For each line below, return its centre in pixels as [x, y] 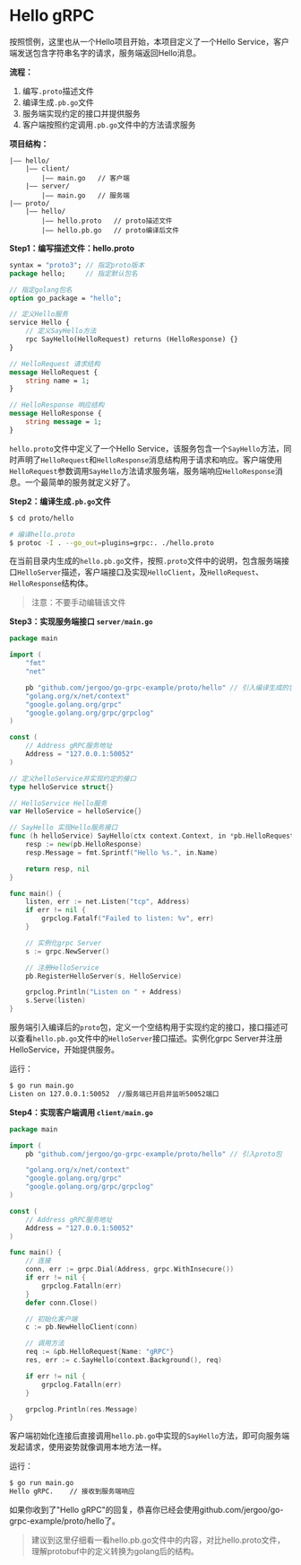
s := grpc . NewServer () [68, 951]
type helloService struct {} [62, 787]
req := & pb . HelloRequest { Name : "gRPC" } [100, 1352]
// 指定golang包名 [41, 290]
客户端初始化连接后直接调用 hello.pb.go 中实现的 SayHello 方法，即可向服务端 [150, 1436]
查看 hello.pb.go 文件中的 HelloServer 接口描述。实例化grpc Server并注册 [150, 1039]
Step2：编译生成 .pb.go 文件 [60, 501]
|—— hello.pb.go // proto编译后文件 [110, 230]
